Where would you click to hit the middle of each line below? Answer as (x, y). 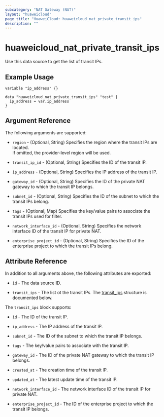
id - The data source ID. (37, 283)
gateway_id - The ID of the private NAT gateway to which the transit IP (83, 355)
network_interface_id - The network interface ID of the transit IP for (81, 389)
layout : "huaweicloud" (28, 14)
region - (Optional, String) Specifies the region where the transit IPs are (85, 142)
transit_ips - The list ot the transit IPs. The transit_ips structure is (79, 292)
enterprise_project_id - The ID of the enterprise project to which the (83, 404)
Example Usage (30, 77)
